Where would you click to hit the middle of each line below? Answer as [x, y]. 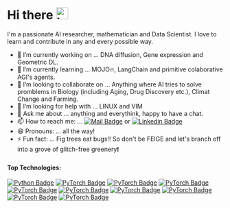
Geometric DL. [37, 62]
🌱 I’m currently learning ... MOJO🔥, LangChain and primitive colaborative [120, 69]
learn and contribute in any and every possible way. [80, 41]
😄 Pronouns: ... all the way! [56, 131]
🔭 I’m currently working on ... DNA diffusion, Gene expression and [110, 54]
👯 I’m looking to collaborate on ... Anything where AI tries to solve [110, 84]
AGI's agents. [36, 77]
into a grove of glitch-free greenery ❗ [68, 149]
